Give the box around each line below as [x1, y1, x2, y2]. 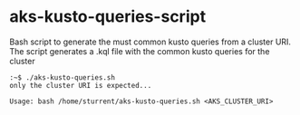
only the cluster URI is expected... [9, 81, 152, 90]
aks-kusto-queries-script [9, 6, 207, 27]
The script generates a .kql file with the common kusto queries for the [9, 45, 270, 56]
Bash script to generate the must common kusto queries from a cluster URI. [9, 36, 292, 47]
